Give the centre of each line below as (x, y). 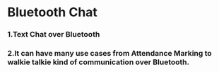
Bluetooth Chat (52, 12)
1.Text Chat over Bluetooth (54, 35)
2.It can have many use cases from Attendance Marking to (109, 54)
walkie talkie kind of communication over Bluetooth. (99, 62)
